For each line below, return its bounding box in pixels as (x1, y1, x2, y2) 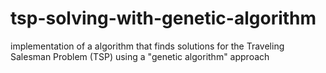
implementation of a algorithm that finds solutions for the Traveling (10, 40, 285, 52)
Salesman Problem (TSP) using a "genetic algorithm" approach (10, 50, 270, 62)
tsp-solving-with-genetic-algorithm (10, 7, 317, 30)
